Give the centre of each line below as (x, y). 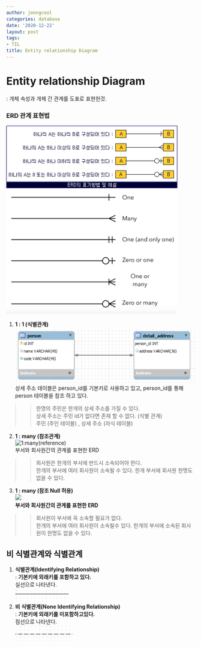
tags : (13, 38)
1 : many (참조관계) (38, 436)
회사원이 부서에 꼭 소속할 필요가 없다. (79, 518)
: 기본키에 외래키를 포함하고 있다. (53, 577)
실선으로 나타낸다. (36, 585)
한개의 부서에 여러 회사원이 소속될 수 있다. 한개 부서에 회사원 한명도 (114, 470)
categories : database (33, 19)
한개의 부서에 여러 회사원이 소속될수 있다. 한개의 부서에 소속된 (108, 526)
